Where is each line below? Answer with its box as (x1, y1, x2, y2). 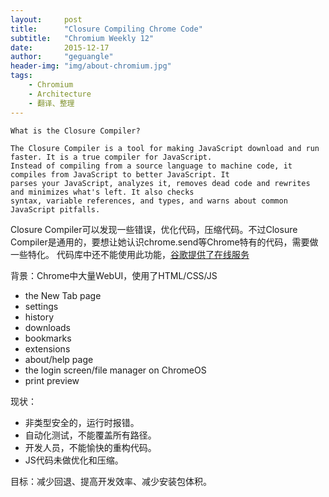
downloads (24, 321, 71, 333)
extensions (24, 342, 71, 355)
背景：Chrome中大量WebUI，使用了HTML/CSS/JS (10, 269, 218, 281)
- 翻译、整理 (28, 98, 75, 108)
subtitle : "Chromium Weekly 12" (10, 33, 155, 43)
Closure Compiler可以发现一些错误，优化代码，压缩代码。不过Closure (10, 223, 298, 235)
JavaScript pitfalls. (10, 204, 101, 215)
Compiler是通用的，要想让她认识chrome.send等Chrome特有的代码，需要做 (10, 236, 319, 248)
